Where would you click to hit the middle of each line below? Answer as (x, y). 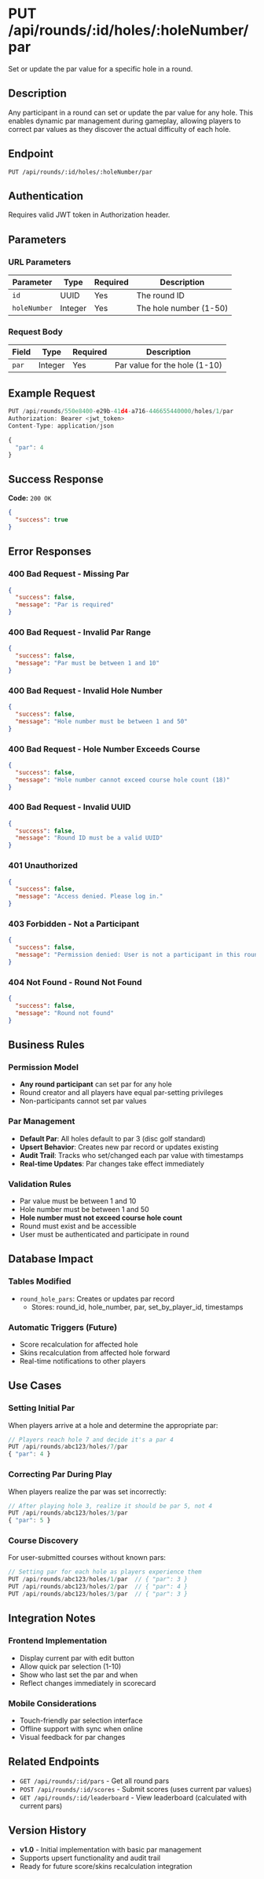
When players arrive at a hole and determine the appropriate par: (113, 1425)
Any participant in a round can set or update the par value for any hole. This (131, 112)
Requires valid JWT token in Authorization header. (89, 215)
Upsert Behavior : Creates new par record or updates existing (119, 1147)
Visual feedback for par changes (72, 1737)
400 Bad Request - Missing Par (69, 574)
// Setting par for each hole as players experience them (105, 1572)
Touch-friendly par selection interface (81, 1720)
